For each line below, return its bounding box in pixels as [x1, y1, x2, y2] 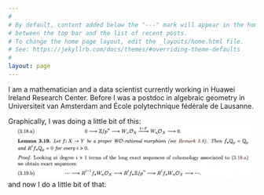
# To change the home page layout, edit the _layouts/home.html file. [8, 38, 244, 45]
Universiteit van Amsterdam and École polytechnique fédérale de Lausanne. [8, 101, 254, 110]
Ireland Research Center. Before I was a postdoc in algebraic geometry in [8, 92, 245, 102]
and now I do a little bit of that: [8, 179, 107, 189]
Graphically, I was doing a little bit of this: [8, 116, 141, 125]
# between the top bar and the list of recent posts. [8, 29, 189, 37]
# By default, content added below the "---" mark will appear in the [8, 20, 244, 29]
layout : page [8, 63, 51, 70]
